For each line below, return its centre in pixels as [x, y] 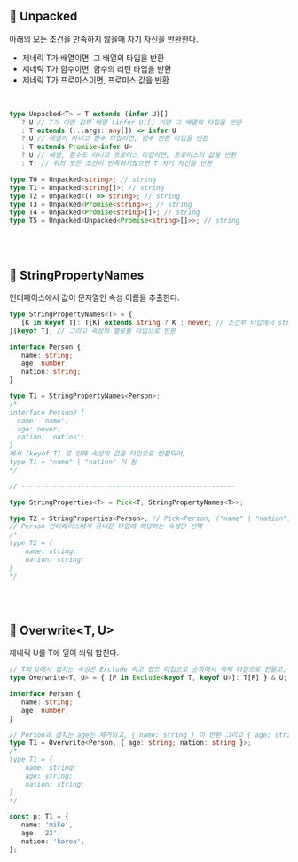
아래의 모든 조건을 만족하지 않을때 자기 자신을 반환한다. [104, 39]
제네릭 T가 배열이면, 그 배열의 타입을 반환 [93, 58]
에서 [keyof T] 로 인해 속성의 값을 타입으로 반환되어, [98, 454]
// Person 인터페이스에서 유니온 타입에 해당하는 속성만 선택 [106, 526]
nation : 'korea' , [53, 842]
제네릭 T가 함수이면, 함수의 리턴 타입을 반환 [97, 68]
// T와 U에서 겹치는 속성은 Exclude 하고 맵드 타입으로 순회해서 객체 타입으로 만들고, [148, 670]
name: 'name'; [43, 421]
